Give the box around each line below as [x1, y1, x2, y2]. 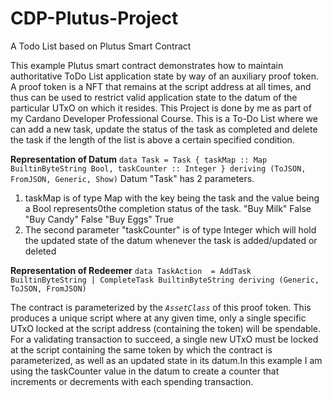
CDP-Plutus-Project [10, 7, 179, 30]
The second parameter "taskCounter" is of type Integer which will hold [24, 223, 317, 236]
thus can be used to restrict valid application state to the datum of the [10, 91, 298, 103]
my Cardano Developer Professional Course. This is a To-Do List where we [10, 112, 318, 124]
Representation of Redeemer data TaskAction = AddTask [10, 264, 252, 276]
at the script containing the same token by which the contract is [10, 343, 273, 356]
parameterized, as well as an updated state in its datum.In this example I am [10, 354, 323, 366]
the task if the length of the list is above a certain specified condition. [10, 133, 295, 146]
